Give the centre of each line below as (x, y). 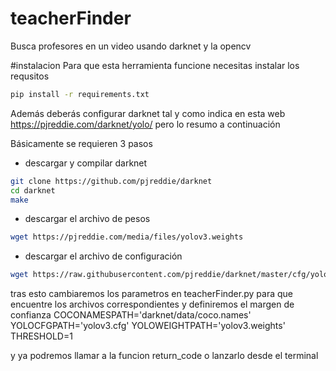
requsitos (30, 76)
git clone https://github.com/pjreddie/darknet (111, 181)
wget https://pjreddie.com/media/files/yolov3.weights (127, 237)
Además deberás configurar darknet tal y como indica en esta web (148, 113)
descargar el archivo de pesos (87, 219)
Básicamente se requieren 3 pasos (81, 143)
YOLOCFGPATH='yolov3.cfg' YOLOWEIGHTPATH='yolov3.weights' (148, 326)
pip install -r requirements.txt (80, 94)
